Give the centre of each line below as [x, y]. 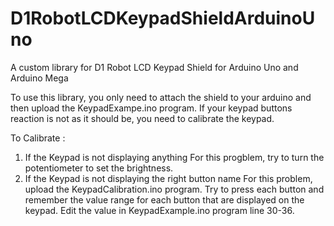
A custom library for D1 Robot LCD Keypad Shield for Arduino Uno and [154, 67]
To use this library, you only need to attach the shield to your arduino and [161, 97]
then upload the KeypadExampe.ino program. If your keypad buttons [151, 108]
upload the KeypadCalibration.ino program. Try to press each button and [174, 189]
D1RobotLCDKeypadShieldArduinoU [163, 18]
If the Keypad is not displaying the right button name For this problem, [168, 178]
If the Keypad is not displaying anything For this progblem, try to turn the [174, 157]
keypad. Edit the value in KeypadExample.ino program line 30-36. [159, 210]
